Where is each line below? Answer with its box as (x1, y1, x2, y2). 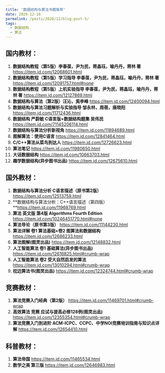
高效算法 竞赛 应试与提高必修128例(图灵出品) (12, 309, 103, 315)
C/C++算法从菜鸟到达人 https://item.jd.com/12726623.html (12, 139, 132, 145)
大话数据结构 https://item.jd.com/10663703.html (12, 152, 110, 158)
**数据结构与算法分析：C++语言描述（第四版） (12, 199, 108, 205)
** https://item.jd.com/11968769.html (12, 204, 86, 210)
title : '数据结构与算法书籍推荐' (5, 7, 66, 12)
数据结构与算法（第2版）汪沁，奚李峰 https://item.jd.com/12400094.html (12, 98, 160, 104)
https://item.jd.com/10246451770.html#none (12, 215, 102, 221)
